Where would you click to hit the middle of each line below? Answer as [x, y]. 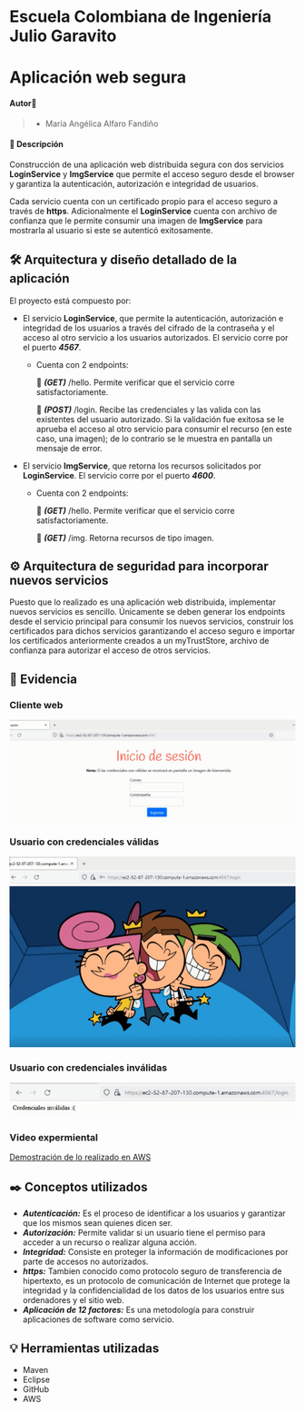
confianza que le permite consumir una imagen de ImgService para [136, 221]
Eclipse [36, 1380]
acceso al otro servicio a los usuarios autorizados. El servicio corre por [155, 337]
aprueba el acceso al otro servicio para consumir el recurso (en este [164, 429]
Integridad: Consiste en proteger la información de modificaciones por [155, 1252]
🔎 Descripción [36, 144]
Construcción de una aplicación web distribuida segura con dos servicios [147, 164]
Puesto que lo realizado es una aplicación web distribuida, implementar [143, 602]
